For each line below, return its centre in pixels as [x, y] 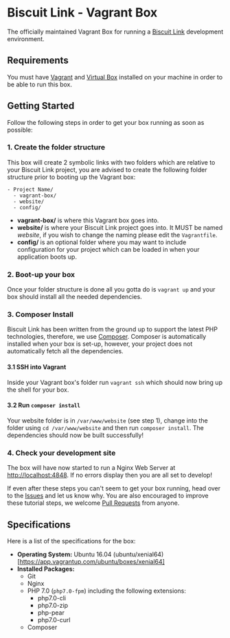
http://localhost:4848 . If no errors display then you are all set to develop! [110, 475]
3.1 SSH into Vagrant [37, 367]
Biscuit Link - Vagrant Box [82, 13]
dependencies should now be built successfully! [76, 435]
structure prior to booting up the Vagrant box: [71, 177]
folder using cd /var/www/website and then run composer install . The [105, 427]
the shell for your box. [38, 390]
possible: [20, 130]
